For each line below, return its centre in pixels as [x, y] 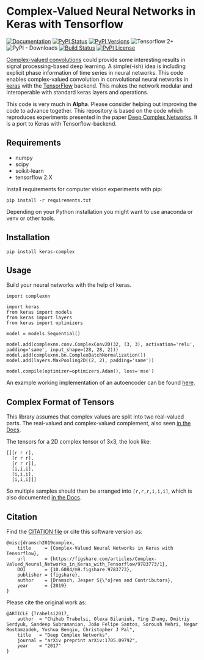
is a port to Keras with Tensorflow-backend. [62, 123]
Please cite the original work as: [46, 602]
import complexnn [28, 296]
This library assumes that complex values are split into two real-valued [95, 417]
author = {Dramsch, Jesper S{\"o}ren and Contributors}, [95, 580]
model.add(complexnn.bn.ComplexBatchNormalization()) [76, 355]
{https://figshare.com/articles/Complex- [103, 559]
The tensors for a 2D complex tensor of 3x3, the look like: [79, 442]
